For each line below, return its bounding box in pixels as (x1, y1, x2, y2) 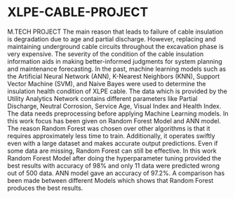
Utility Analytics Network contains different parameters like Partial (7, 94, 198, 102)
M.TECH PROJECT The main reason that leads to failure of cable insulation (7, 27, 224, 36)
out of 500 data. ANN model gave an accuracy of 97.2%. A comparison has (7, 169, 225, 177)
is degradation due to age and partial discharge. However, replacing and (7, 34, 216, 43)
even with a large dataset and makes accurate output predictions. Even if (7, 139, 219, 147)
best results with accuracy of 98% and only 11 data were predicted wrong (7, 161, 220, 170)
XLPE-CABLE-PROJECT (7, 4, 149, 20)
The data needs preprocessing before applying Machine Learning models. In (7, 109, 229, 118)
